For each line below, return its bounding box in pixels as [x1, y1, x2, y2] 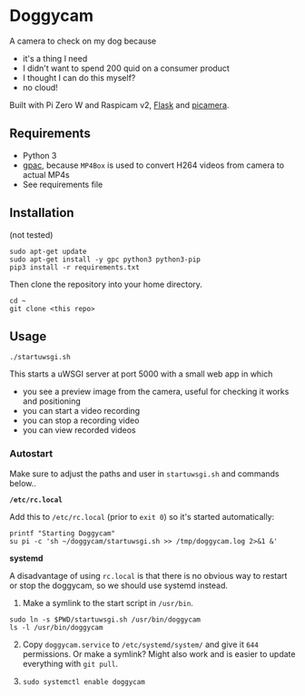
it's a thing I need [22, 53, 88, 64]
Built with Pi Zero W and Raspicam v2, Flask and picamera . [9, 99, 230, 110]
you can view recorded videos [22, 425, 136, 436]
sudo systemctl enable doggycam [22, 677, 145, 686]
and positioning [22, 396, 82, 407]
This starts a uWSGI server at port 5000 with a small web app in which [9, 368, 273, 379]
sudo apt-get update [9, 247, 88, 256]
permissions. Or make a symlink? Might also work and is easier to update [22, 648, 296, 659]
